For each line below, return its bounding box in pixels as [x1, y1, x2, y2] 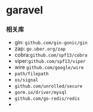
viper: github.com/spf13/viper [14, 58, 86, 65]
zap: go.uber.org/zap [14, 45, 66, 52]
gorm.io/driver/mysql [14, 90, 67, 96]
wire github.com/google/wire [14, 64, 84, 71]
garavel [6, 3, 44, 17]
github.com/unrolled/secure [14, 83, 83, 89]
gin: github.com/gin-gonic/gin [14, 39, 88, 46]
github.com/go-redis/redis [14, 96, 80, 102]
